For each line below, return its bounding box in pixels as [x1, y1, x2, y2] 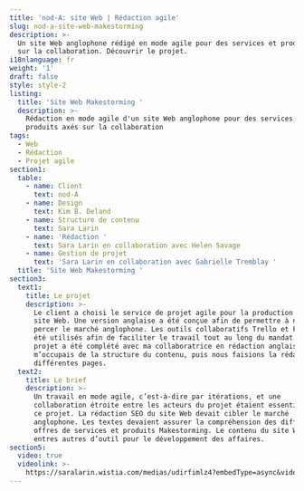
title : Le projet [25, 291, 91, 300]
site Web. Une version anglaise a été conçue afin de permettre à [33, 316, 290, 326]
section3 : [9, 274, 47, 284]
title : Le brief [25, 375, 88, 385]
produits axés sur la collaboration [25, 123, 165, 132]
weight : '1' [9, 64, 54, 73]
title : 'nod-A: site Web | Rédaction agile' [9, 13, 180, 23]
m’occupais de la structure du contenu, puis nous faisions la [33, 350, 278, 359]
